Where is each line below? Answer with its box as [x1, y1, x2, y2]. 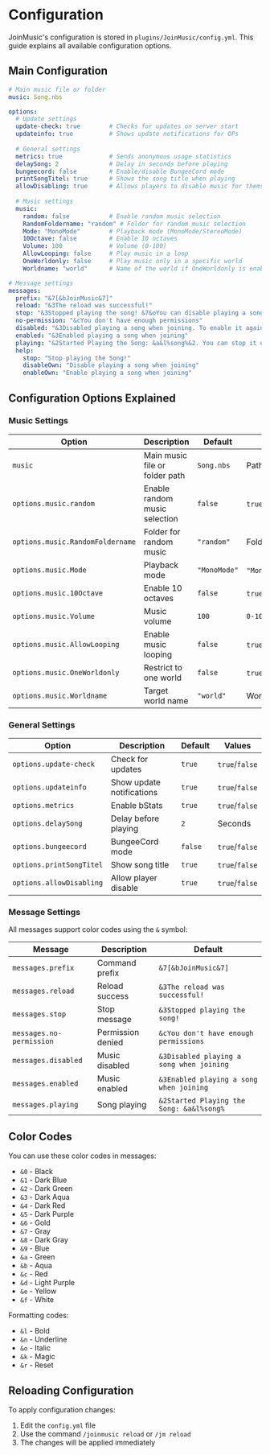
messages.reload [12, 987, 75, 995]
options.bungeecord [12, 843, 87, 851]
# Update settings [15, 115, 78, 123]
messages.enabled [12, 1079, 79, 1088]
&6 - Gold [19, 1218, 51, 1228]
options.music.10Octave [12, 588, 104, 597]
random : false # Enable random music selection [22, 212, 221, 221]
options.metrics [12, 801, 75, 810]
